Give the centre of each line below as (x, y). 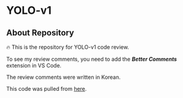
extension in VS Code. (34, 66)
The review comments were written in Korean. (63, 77)
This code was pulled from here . (47, 89)
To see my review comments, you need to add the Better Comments (91, 59)
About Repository (40, 33)
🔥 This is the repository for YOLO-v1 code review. (68, 47)
